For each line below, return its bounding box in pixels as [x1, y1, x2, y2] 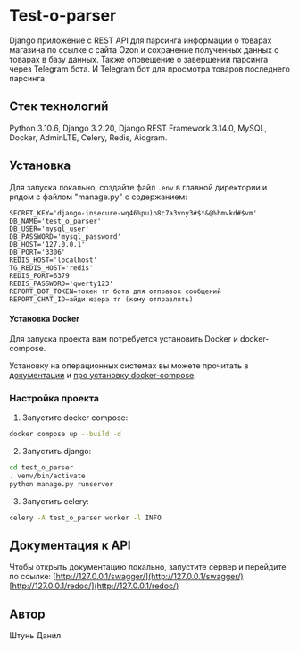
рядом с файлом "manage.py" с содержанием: [9, 191, 187, 202]
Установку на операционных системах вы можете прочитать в [9, 359, 249, 371]
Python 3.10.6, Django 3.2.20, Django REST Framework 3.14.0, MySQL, [9, 122, 268, 133]
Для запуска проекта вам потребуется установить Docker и [9, 333, 238, 344]
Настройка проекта [9, 392, 100, 404]
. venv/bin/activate [9, 471, 87, 480]
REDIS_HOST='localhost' [9, 256, 98, 265]
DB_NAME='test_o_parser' [9, 216, 102, 225]
